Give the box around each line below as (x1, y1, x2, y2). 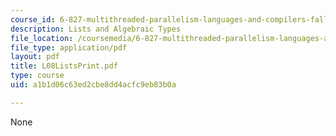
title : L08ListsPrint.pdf (10, 61, 118, 71)
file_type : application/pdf (10, 42, 128, 53)
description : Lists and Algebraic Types (10, 24, 182, 34)
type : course (10, 71, 65, 81)
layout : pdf (10, 52, 60, 62)
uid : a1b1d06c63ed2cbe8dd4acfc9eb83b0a (10, 80, 177, 90)
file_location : (10, 33, 74, 43)
